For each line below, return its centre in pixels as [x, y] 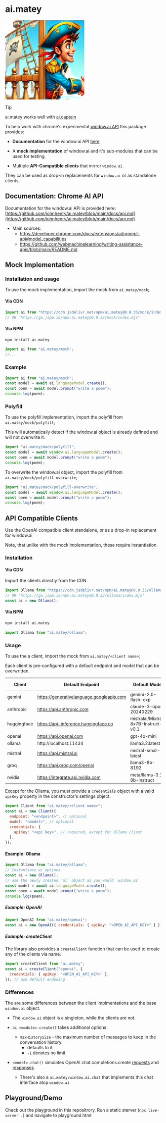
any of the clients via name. [33, 954]
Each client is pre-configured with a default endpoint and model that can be [82, 666]
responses [23, 1068]
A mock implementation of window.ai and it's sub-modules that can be [85, 151]
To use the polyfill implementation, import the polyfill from [64, 417]
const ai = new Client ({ [31, 811]
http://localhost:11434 [60, 743]
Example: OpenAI [23, 908]
